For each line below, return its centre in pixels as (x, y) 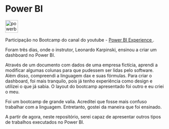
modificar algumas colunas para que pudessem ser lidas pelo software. (79, 70)
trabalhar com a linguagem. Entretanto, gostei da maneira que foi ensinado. (83, 107)
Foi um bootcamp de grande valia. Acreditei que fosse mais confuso (76, 101)
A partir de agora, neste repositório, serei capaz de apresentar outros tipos (83, 116)
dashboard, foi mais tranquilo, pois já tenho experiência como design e (79, 81)
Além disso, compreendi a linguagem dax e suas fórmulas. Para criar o (79, 75)
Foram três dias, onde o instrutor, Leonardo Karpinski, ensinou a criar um (81, 50)
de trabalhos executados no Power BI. (45, 122)
